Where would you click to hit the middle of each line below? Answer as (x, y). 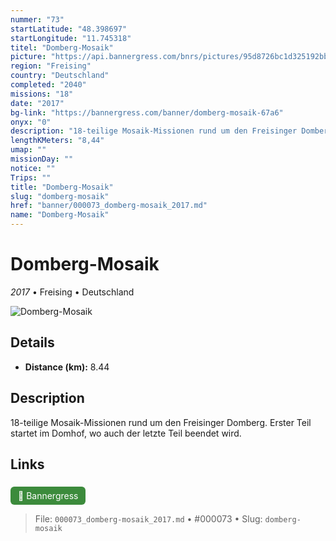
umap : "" (28, 150)
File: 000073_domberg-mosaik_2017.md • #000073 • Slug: (148, 519)
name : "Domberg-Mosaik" (60, 215)
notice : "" (33, 168)
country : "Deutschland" (60, 76)
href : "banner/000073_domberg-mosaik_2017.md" (109, 206)
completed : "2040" (48, 85)
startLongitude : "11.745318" (71, 38)
